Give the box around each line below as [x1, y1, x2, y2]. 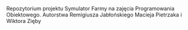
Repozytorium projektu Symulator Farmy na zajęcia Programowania [6, 5, 175, 12]
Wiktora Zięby [6, 18, 41, 24]
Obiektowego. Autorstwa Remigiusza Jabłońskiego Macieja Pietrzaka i [6, 11, 182, 18]
